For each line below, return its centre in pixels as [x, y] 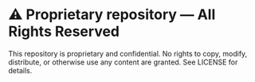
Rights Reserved [64, 31]
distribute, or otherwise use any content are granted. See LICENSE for [123, 62]
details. [20, 70]
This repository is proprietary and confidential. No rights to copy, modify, [128, 53]
